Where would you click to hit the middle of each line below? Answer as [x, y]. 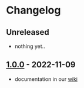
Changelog [33, 10]
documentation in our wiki [46, 79]
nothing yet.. [30, 46]
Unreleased [28, 32]
